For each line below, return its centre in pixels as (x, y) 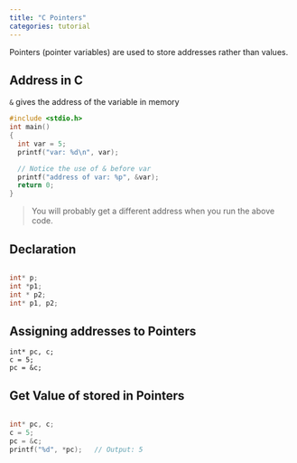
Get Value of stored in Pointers (97, 396)
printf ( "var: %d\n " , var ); (68, 152)
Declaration (43, 249)
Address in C (46, 80)
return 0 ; (36, 185)
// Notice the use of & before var (84, 168)
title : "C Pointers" (48, 18)
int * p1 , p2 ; (34, 303)
